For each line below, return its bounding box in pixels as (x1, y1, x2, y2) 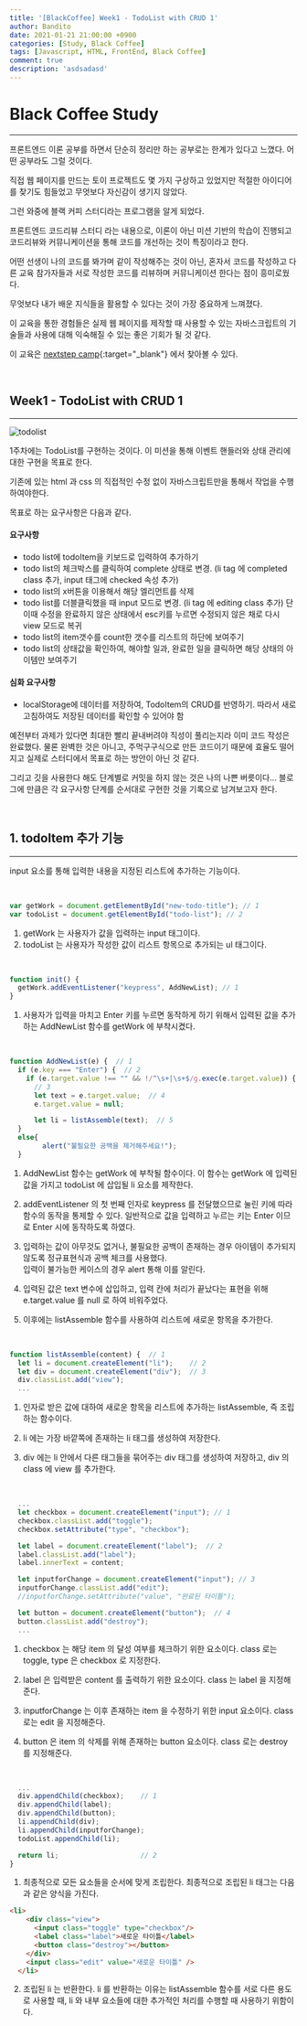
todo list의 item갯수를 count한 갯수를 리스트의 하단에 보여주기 (22, 631, 245, 642)
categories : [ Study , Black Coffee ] (9, 38, 145, 48)
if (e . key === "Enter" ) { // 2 (17, 1066, 142, 1075)
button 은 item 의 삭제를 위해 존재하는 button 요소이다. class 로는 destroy (22, 1735, 289, 1747)
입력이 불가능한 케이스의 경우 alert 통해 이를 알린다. (22, 1263, 206, 1274)
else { (17, 1133, 39, 1142)
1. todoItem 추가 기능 (9, 831, 124, 846)
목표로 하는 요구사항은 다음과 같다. (9, 507, 132, 518)
